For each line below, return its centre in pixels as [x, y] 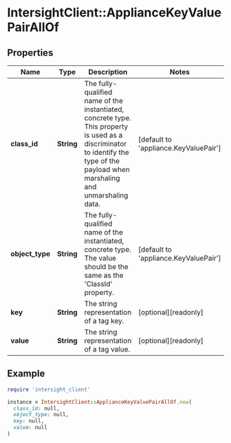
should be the [106, 267]
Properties [30, 53]
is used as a [103, 135]
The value [100, 258]
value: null [31, 428]
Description [108, 72]
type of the [102, 161]
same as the [104, 275]
